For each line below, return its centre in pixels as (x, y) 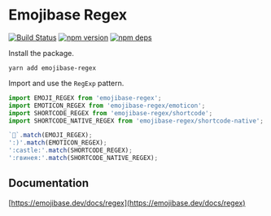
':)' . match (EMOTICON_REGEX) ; (58, 143)
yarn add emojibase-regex (52, 68)
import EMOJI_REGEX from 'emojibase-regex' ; (85, 98)
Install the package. (42, 53)
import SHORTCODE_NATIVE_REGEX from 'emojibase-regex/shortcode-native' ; (136, 121)
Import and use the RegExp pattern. (66, 83)
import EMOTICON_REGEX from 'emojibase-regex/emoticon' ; (107, 106)
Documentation (49, 183)
